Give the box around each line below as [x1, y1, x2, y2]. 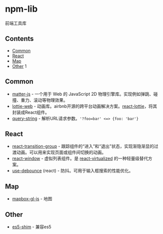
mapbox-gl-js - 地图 [12, 196, 53, 202]
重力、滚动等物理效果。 [20, 97, 68, 103]
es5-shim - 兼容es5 [12, 224, 52, 230]
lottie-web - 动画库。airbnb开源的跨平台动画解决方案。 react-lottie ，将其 [12, 103, 157, 109]
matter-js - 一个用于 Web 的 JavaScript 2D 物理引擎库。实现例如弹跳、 [12, 91, 154, 97]
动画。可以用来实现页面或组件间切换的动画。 [16, 149, 106, 155]
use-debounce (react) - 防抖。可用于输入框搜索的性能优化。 [12, 168, 133, 174]
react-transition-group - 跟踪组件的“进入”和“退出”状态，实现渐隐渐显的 [12, 143, 154, 149]
